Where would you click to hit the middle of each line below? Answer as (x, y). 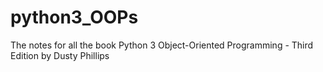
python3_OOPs (74, 17)
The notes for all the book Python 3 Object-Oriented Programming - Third (162, 45)
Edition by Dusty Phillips (60, 55)
